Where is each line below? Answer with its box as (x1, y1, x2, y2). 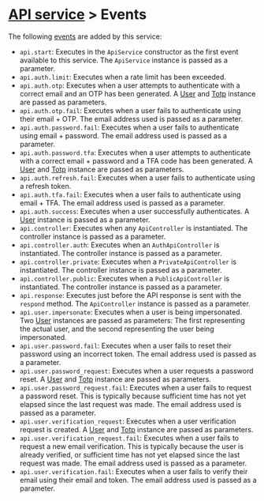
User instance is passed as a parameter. (19, 215, 151, 224)
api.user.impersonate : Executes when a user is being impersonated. (19, 307, 243, 317)
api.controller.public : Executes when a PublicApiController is (19, 273, 230, 283)
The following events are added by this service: (8, 32, 162, 41)
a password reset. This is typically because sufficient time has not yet (19, 391, 247, 401)
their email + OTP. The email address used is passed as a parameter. (19, 114, 243, 123)
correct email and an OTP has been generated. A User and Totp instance (19, 89, 256, 98)
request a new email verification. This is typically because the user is (19, 441, 244, 451)
